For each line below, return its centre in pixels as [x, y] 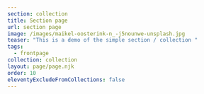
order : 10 [22, 73]
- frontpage [32, 54]
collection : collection [42, 60]
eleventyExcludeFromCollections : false [66, 80]
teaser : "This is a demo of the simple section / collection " [103, 40]
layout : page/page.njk [41, 66]
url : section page [34, 27]
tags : [15, 47]
